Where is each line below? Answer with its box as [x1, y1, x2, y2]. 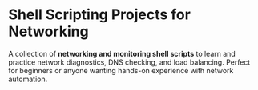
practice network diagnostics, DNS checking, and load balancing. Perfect [8, 57, 251, 67]
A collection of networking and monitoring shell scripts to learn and [8, 49, 236, 58]
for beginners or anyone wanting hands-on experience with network [8, 65, 234, 75]
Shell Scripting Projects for [8, 6, 191, 24]
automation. [8, 74, 48, 84]
